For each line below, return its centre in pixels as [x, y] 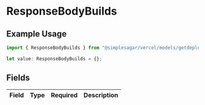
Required [64, 95]
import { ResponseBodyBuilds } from [53, 48]
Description [101, 95]
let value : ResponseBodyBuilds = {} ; [54, 59]
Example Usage [37, 34]
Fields [18, 78]
